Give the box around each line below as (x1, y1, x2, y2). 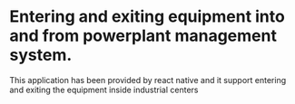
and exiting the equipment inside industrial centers (9, 84, 199, 95)
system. (9, 45, 73, 65)
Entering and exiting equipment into (9, 6, 286, 27)
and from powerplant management (9, 25, 277, 46)
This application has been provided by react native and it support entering (9, 74, 287, 85)
